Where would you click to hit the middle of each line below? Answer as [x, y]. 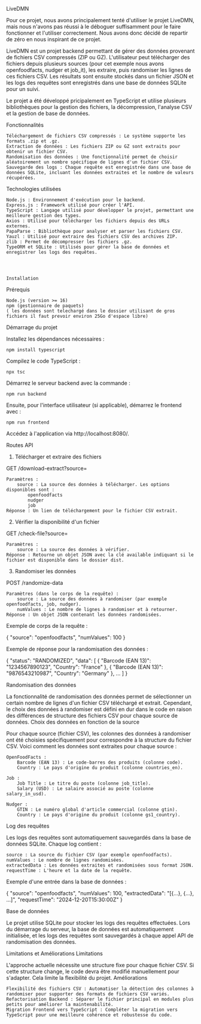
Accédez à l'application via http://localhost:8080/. [68, 434]
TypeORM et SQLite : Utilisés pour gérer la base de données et [88, 247]
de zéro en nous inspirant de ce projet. [54, 39]
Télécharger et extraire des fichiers [58, 457]
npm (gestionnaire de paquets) [45, 306]
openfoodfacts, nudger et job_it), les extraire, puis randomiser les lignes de [99, 70]
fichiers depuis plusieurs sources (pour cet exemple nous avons [85, 63]
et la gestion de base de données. [48, 113]
